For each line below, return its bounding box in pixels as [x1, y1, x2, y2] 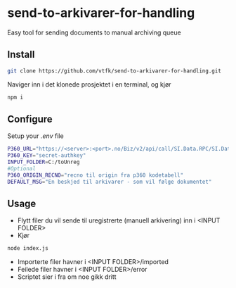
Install [7, 49, 35, 61]
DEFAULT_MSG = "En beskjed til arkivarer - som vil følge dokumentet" [7, 178, 212, 185]
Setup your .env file [7, 132, 65, 140]
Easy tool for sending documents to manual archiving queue [7, 28, 181, 37]
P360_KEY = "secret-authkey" [7, 152, 86, 159]
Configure [7, 113, 53, 125]
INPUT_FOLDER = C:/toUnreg [7, 158, 80, 166]
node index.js [7, 245, 49, 252]
